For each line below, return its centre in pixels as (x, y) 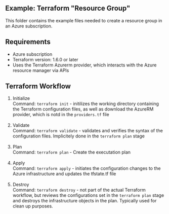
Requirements (28, 42)
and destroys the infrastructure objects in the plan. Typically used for (85, 201)
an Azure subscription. (29, 26)
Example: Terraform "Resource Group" (68, 8)
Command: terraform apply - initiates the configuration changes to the (87, 168)
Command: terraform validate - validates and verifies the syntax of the (88, 131)
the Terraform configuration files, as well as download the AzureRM (83, 109)
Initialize (21, 98)
